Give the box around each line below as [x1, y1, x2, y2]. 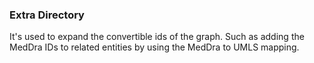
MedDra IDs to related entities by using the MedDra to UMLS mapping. [9, 41, 300, 53]
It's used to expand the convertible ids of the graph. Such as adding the [9, 31, 305, 43]
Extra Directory [9, 8, 85, 22]
